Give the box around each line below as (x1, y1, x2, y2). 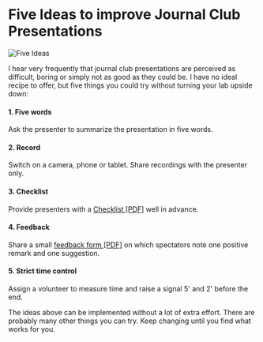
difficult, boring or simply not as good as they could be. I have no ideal (8, 72, 238, 81)
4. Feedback (8, 223, 50, 232)
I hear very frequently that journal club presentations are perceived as (8, 63, 236, 73)
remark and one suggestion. (8, 248, 100, 257)
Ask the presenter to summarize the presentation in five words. (8, 125, 213, 134)
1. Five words (8, 107, 52, 116)
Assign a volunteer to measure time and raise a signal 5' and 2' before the (8, 284, 249, 293)
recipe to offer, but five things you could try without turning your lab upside (8, 81, 253, 90)
